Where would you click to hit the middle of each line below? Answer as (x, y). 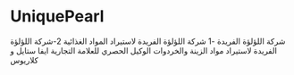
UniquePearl (57, 17)
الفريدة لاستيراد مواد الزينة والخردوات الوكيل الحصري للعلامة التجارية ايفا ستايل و (144, 50)
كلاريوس (24, 60)
